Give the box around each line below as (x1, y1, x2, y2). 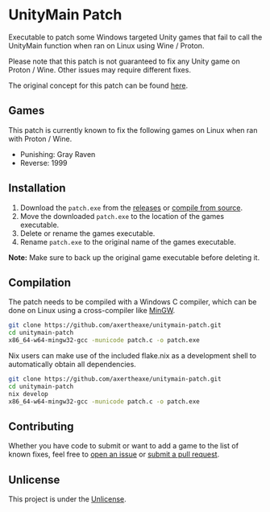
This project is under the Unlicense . (8, 494, 127, 504)
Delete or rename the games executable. (19, 228, 156, 238)
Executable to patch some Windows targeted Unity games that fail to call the (8, 32, 263, 42)
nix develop (8, 390, 48, 398)
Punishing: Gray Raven (19, 149, 96, 159)
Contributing (8, 419, 74, 433)
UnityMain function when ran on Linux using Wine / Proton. (8, 40, 205, 50)
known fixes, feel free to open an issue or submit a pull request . (8, 449, 220, 460)
